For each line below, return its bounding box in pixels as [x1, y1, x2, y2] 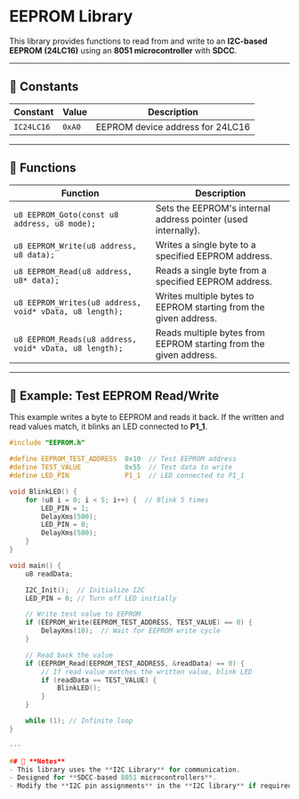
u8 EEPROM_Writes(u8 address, [13, 297, 142, 308]
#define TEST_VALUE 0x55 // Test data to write [9, 463, 233, 472]
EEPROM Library [9, 6, 133, 27]
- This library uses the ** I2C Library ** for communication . [9, 765, 241, 774]
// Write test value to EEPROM [25, 609, 141, 619]
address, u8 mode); [13, 218, 96, 229]
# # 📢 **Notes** [9, 756, 66, 766]
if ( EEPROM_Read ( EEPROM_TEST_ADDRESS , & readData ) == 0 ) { [25, 658, 245, 668]
